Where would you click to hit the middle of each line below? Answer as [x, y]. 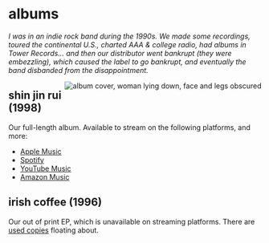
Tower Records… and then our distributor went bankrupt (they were [120, 53]
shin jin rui [35, 96]
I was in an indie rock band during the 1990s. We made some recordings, [129, 36]
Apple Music [41, 151]
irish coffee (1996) [55, 202]
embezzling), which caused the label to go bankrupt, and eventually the [127, 62]
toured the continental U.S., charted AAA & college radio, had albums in [127, 44]
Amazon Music [45, 176]
